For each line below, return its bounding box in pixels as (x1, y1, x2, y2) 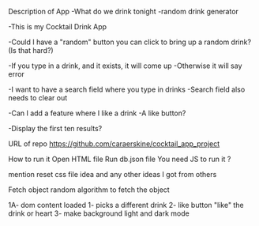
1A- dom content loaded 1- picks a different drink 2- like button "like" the (8, 201, 244, 209)
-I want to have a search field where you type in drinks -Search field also (8, 85, 246, 94)
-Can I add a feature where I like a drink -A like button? (8, 108, 186, 118)
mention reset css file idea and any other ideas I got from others (8, 170, 217, 179)
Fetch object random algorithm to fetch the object (8, 185, 170, 194)
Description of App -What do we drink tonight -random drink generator (8, 7, 239, 16)
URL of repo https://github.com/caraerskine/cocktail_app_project (8, 139, 220, 149)
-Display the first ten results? (8, 124, 103, 133)
